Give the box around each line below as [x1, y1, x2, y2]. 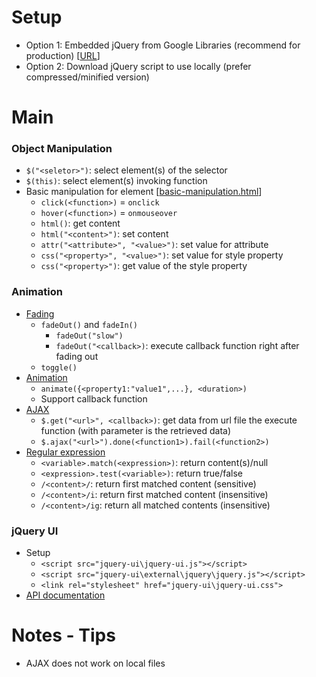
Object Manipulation [11, 142, 113, 156]
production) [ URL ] [25, 49, 101, 61]
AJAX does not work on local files [25, 657, 166, 669]
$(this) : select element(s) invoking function [25, 175, 208, 187]
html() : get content [40, 217, 121, 230]
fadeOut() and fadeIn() [40, 318, 138, 330]
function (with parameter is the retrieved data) [40, 424, 232, 436]
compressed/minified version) [25, 71, 150, 83]
